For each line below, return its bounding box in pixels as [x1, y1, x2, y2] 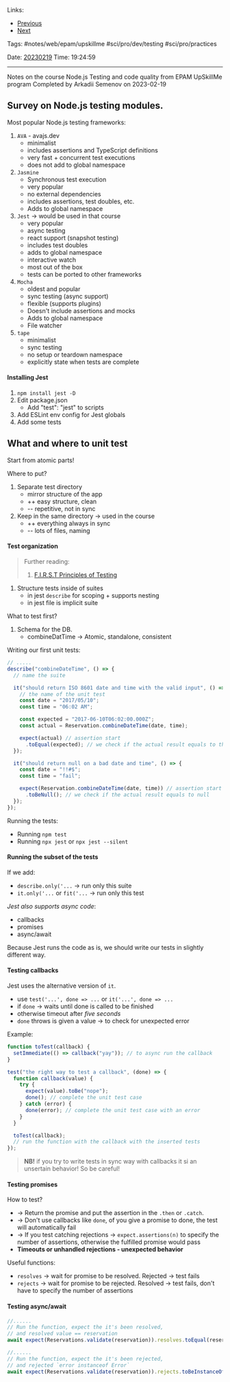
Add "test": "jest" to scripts [27, 403, 104, 411]
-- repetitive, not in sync [27, 504, 96, 512]
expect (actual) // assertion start [19, 734, 121, 741]
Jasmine [16, 169, 39, 176]
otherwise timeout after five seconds [16, 1010, 121, 1018]
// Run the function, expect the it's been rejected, [7, 1355, 164, 1362]
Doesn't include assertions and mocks [27, 306, 136, 315]
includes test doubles [27, 240, 88, 249]
